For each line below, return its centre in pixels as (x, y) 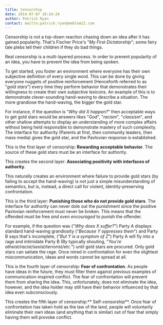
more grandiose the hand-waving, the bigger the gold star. (64, 102)
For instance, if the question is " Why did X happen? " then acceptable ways (80, 112)
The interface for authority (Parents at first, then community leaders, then (79, 132)
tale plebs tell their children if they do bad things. (54, 47)
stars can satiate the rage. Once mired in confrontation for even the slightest (81, 252)
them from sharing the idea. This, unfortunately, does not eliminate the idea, (81, 282)
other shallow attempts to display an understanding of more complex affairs (81, 122)
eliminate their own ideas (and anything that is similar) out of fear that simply (82, 312)
